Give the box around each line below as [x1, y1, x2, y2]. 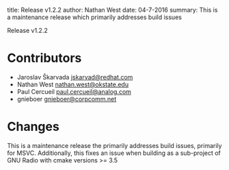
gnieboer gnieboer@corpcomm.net [16, 95, 117, 103]
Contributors [7, 51, 82, 66]
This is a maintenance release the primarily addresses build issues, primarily [7, 141, 222, 149]
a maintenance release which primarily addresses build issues [7, 13, 183, 21]
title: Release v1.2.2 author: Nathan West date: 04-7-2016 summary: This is [7, 6, 218, 14]
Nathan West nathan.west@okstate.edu [16, 80, 129, 88]
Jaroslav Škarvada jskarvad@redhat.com [16, 73, 133, 81]
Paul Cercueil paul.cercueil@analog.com [16, 87, 132, 95]
